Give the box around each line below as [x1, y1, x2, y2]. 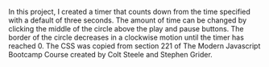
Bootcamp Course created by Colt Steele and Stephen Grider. [8, 50, 213, 59]
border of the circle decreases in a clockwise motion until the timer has [8, 32, 244, 42]
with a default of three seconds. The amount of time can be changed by [8, 15, 247, 25]
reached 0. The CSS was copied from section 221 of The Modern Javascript [8, 41, 261, 51]
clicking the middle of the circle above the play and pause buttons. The [8, 24, 244, 33]
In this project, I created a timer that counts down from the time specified [8, 7, 251, 16]
